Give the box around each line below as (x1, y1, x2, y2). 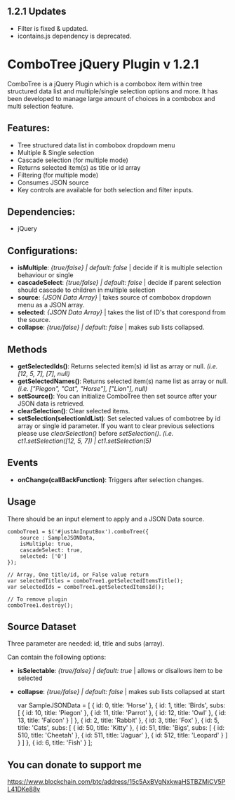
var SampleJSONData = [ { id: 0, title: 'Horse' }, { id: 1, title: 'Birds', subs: (17, 701, 226, 709)
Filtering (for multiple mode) (17, 171, 99, 179)
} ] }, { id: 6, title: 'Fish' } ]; (17, 738, 93, 747)
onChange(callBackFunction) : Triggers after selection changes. (17, 475, 204, 484)
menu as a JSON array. (17, 301, 85, 309)
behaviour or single (17, 271, 74, 279)
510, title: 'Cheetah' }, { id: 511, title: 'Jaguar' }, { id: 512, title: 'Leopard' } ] (17, 731, 228, 740)
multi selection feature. (7, 102, 74, 110)
